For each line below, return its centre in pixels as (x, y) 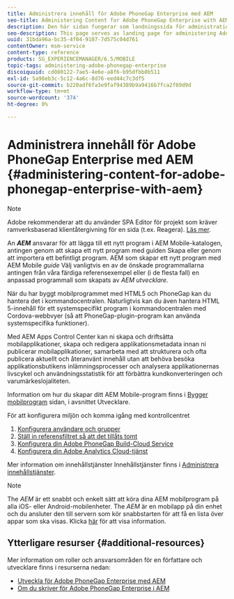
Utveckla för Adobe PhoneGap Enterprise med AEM (91, 581)
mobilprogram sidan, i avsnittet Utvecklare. (69, 402)
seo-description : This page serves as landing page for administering (112, 33)
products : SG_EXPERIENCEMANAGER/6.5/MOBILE (71, 59)
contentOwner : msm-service (46, 46)
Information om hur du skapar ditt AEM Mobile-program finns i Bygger (108, 394)
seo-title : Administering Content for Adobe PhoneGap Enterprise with (112, 20)
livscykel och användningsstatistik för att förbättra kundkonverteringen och (115, 373)
